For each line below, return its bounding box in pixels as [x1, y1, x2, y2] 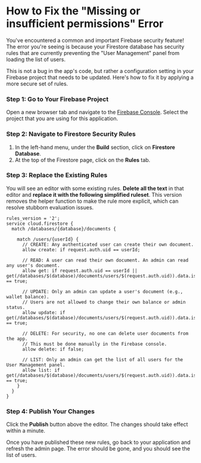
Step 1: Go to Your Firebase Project [6, 95, 109, 103]
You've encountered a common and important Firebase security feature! [6, 36, 184, 44]
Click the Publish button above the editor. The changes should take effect [6, 421, 188, 428]
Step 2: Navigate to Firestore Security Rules [6, 130, 136, 138]
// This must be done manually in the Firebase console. [22, 341, 167, 347]
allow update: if [22, 309, 66, 315]
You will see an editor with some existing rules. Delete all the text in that [6, 184, 184, 192]
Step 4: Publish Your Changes [6, 407, 95, 415]
